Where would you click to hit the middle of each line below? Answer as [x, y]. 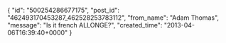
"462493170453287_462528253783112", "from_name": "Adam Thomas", [113, 18]
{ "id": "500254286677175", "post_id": [63, 10]
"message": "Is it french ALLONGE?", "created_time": [85, 25]
